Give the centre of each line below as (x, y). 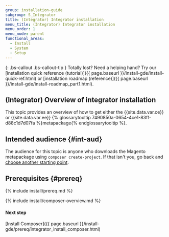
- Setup (18, 53)
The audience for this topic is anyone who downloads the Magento (76, 152)
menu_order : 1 (20, 29)
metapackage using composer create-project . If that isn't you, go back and (84, 157)
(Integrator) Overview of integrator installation (81, 100)
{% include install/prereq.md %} (39, 190)
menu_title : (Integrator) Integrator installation (60, 24)
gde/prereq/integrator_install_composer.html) (53, 229)
